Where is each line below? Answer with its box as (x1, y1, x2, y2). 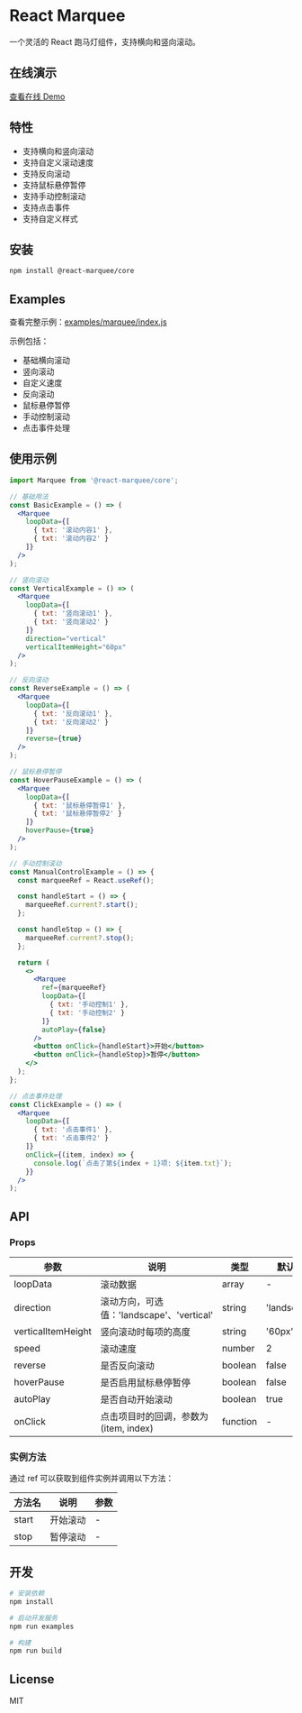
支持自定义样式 (22, 213, 78, 224)
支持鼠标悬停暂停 (22, 179, 86, 190)
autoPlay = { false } (41, 1025, 106, 1034)
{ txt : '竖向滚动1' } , (32, 609, 113, 618)
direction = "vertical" (25, 634, 106, 643)
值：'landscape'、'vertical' (100, 1308, 214, 1321)
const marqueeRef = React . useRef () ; (17, 875, 155, 884)
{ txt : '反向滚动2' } (32, 718, 110, 727)
